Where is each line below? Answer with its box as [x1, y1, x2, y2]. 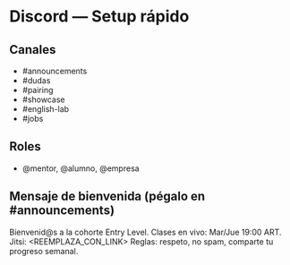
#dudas [21, 75, 51, 86]
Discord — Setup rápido [9, 6, 190, 27]
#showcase [21, 94, 65, 105]
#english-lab [21, 104, 70, 114]
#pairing [21, 85, 54, 95]
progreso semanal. [9, 245, 79, 256]
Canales [9, 42, 56, 57]
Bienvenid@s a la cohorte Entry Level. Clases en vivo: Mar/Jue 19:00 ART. [9, 227, 282, 237]
